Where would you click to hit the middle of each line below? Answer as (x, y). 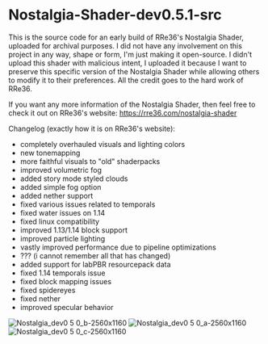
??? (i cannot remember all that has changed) (95, 255)
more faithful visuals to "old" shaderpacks (90, 161)
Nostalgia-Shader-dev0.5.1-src (115, 15)
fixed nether (40, 298)
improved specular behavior (67, 307)
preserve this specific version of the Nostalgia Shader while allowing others (134, 71)
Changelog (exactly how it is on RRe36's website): (92, 128)
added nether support (57, 195)
